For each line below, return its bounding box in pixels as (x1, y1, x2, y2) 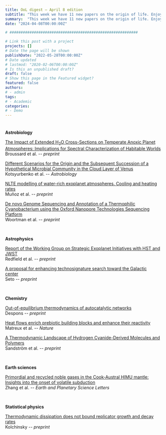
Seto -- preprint (5, 276, 37, 282)
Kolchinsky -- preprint (5, 424, 50, 430)
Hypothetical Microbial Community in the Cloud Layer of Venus (5, 166, 133, 172)
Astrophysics (5, 236, 34, 242)
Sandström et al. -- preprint (5, 345, 61, 351)
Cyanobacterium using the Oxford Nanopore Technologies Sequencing (5, 206, 150, 212)
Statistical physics (5, 404, 44, 410)
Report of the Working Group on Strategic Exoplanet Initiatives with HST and (5, 246, 161, 251)
